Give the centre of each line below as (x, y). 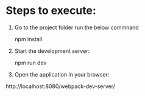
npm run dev (30, 63)
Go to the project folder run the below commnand (77, 27)
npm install (28, 39)
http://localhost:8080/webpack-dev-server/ (60, 86)
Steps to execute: (51, 11)
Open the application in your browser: (62, 74)
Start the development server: (52, 51)
